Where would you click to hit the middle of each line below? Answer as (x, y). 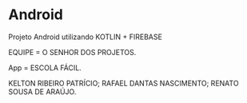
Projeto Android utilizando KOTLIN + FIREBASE (85, 37)
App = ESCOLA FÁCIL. (45, 67)
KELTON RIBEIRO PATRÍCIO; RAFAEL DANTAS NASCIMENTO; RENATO (124, 83)
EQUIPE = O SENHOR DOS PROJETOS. (72, 52)
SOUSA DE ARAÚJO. (42, 91)
